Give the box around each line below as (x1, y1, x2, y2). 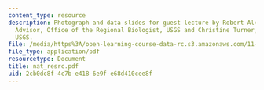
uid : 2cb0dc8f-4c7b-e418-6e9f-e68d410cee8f (8, 70, 153, 77)
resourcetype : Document (8, 56, 86, 63)
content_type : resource (8, 11, 86, 20)
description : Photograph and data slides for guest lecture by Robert (8, 19, 244, 27)
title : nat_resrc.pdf (8, 63, 79, 70)
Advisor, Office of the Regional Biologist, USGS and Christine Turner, (15, 26, 258, 34)
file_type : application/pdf (8, 48, 101, 56)
